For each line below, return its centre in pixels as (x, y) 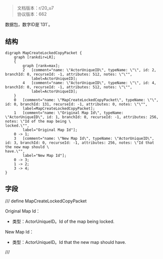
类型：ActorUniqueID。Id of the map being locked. (63, 221)
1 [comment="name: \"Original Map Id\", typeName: (69, 113)
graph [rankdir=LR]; (35, 57)
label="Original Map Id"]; (50, 130)
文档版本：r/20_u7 (35, 8)
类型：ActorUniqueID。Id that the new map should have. (69, 242)
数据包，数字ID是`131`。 (29, 24)
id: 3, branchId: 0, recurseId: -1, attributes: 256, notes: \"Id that (80, 143)
